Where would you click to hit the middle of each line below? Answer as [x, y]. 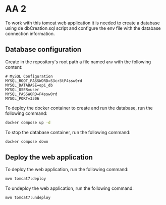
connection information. [30, 33]
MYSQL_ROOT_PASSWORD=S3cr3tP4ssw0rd [44, 81]
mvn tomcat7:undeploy [28, 198]
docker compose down [27, 141]
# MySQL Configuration [29, 76]
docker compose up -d [28, 122]
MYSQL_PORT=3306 [22, 98]
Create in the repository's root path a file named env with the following [78, 62]
